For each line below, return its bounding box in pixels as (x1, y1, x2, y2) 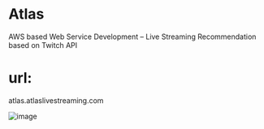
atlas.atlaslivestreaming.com (8, 95, 104, 105)
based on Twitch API (8, 40, 78, 49)
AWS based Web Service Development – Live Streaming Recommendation (8, 32, 257, 41)
